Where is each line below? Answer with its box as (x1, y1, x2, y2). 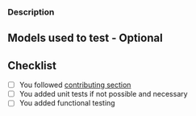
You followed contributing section (19, 80, 131, 90)
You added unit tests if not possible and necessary (19, 89, 188, 99)
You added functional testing (19, 98, 115, 108)
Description (7, 6, 55, 18)
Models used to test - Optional (7, 31, 163, 45)
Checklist (7, 59, 57, 72)
